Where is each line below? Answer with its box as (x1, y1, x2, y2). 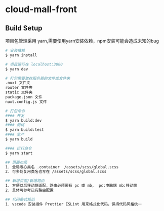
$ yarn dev (5, 66, 28, 72)
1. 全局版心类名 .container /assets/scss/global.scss (5, 164, 119, 169)
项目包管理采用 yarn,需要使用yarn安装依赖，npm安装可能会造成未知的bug (5, 38, 159, 44)
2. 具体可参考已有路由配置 (5, 188, 54, 193)
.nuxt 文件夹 (5, 80, 30, 86)
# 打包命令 (5, 108, 25, 114)
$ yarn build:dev (5, 118, 42, 123)
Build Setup (5, 24, 43, 32)
